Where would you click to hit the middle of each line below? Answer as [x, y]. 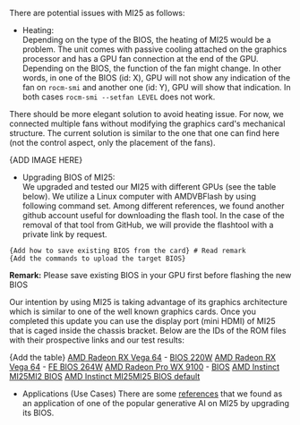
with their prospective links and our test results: [97, 340]
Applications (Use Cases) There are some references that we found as [152, 394]
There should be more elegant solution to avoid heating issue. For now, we [146, 114]
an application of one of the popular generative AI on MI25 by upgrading [155, 403]
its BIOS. [38, 412]
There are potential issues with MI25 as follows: [97, 13]
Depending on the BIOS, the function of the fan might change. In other [152, 68]
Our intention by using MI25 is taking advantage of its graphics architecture [149, 302]
